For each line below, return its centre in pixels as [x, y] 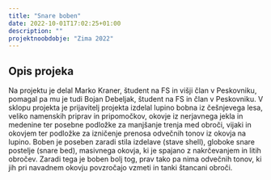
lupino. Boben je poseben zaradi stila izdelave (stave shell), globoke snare [131, 142]
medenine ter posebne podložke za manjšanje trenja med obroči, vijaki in [130, 125]
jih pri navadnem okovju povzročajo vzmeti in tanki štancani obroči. [121, 168]
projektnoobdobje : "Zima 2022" [61, 38]
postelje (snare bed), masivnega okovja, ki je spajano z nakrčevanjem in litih [135, 151]
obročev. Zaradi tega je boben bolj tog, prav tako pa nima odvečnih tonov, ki [135, 159]
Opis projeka [41, 71]
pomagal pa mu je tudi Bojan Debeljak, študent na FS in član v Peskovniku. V [136, 99]
